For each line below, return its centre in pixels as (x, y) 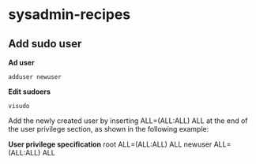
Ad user (21, 62)
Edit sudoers (30, 91)
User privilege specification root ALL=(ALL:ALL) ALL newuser (110, 144)
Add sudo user (45, 44)
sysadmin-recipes (70, 15)
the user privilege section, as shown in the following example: (109, 129)
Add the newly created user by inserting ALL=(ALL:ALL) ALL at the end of (128, 121)
